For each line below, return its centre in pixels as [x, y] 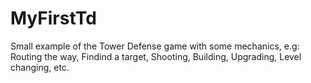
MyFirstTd [53, 18]
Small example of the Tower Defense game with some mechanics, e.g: [155, 46]
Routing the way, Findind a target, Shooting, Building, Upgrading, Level [156, 56]
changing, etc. [40, 67]
